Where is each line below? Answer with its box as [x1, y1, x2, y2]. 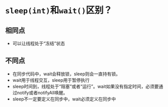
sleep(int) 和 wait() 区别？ [5, 5, 113, 16]
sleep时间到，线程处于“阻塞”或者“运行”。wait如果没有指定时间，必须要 [12, 83, 159, 89]
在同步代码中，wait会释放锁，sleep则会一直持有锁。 [12, 71, 120, 77]
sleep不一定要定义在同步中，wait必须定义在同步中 [12, 96, 116, 102]
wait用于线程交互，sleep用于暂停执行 [12, 77, 90, 83]
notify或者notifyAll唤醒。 [17, 89, 68, 95]
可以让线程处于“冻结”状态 [12, 41, 65, 46]
